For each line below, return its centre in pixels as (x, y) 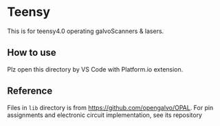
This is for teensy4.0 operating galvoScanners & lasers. (86, 31)
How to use (32, 53)
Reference (30, 91)
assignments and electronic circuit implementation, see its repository (105, 115)
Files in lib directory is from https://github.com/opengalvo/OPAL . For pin (110, 107)
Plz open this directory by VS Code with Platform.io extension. (95, 69)
